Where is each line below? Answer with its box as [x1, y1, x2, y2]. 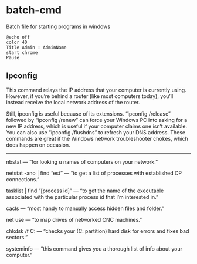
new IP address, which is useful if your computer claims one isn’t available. [6, 123, 188, 130]
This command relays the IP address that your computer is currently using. [6, 86, 186, 93]
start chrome [6, 49, 38, 56]
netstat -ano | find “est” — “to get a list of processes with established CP [6, 170, 182, 177]
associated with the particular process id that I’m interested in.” [6, 193, 159, 200]
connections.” [6, 175, 40, 182]
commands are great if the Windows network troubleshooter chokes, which [6, 135, 189, 142]
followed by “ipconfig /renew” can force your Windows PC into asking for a [6, 116, 188, 123]
